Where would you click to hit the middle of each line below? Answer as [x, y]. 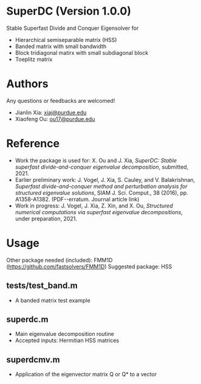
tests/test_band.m [42, 286]
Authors [27, 84]
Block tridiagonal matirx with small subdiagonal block [82, 52]
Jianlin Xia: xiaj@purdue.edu [51, 112]
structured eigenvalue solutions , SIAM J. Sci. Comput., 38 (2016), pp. [101, 192]
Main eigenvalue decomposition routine [64, 334]
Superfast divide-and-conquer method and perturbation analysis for [101, 186]
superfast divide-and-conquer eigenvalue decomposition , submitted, [102, 167]
